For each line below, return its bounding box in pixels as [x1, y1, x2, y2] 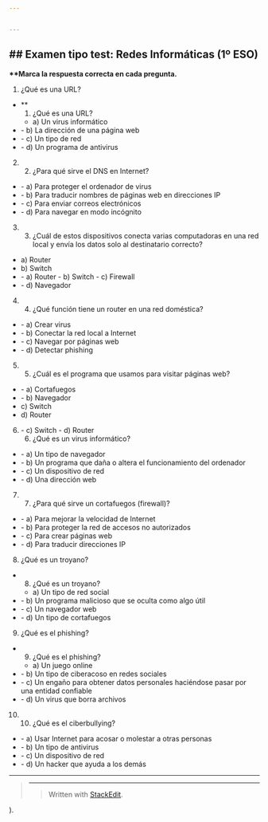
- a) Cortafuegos [20, 384, 76, 394]
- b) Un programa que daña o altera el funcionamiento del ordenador [20, 458, 246, 467]
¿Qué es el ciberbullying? [32, 718, 116, 728]
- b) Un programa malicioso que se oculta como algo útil [20, 596, 206, 605]
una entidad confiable [20, 686, 92, 695]
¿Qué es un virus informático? [32, 434, 130, 443]
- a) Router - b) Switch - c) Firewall [20, 272, 135, 281]
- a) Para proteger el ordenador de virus [20, 181, 152, 191]
